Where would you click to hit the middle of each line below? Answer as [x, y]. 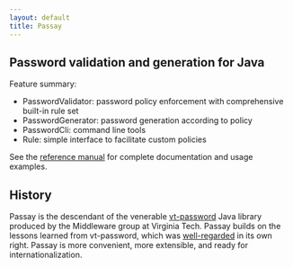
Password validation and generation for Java [137, 62]
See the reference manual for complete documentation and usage [131, 157]
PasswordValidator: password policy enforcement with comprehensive [153, 102]
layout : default [40, 18]
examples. [28, 166]
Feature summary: [43, 84]
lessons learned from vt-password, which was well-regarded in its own [141, 236]
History [31, 195]
